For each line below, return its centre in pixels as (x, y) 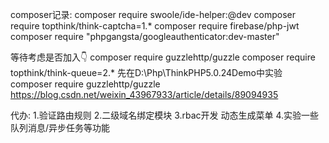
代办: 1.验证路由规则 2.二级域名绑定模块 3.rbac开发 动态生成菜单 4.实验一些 (165, 115)
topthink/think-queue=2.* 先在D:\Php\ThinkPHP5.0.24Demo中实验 (146, 72)
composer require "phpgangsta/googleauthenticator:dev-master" (145, 36)
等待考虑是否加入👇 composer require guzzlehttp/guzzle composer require (163, 57)
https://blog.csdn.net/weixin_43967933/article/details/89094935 (144, 94)
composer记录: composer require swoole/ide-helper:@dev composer (153, 14)
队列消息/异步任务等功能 (60, 127)
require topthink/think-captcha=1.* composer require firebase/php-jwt (155, 26)
